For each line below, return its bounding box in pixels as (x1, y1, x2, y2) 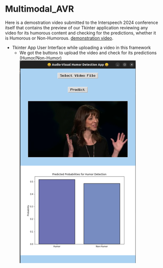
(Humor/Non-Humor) (19, 55, 62, 61)
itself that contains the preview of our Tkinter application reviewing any (5, 24, 148, 30)
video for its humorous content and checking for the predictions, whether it (5, 30, 156, 36)
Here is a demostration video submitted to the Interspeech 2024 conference (5, 20, 159, 25)
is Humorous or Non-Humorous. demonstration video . (5, 35, 114, 41)
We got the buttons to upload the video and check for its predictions (19, 50, 157, 56)
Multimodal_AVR (5, 3, 74, 15)
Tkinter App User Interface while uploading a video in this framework (12, 44, 151, 50)
